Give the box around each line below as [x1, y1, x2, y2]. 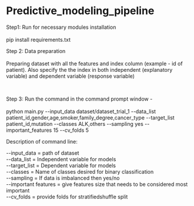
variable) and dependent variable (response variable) [6, 72, 135, 79]
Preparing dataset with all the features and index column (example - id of [6, 60, 183, 67]
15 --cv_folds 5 [53, 127, 89, 134]
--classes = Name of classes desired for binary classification [6, 168, 154, 175]
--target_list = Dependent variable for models [6, 162, 116, 169]
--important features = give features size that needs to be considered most [6, 181, 188, 188]
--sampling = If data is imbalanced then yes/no [6, 174, 120, 181]
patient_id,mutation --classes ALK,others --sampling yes [6, 120, 144, 127]
